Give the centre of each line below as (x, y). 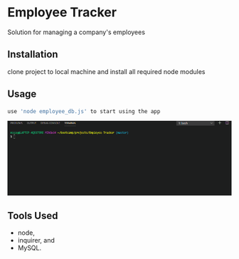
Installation (33, 54)
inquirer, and (36, 240)
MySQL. (30, 248)
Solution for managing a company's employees (76, 32)
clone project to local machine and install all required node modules (106, 71)
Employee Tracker (62, 12)
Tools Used (33, 215)
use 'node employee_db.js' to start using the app (84, 111)
